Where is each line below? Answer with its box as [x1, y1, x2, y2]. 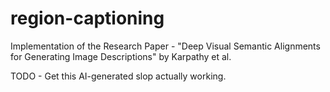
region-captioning [10, 7, 165, 30]
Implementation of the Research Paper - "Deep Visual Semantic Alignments [10, 40, 321, 52]
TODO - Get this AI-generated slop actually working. [10, 70, 227, 82]
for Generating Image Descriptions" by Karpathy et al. [10, 50, 232, 62]
